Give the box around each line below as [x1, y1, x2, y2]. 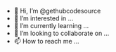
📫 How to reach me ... [13, 37, 79, 45]
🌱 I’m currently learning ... [13, 22, 89, 30]
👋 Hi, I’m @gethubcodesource [13, 7, 101, 15]
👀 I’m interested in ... [13, 14, 74, 22]
